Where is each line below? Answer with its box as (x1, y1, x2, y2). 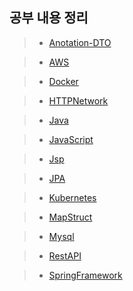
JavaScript (48, 133, 94, 145)
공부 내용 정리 (9, 9, 89, 27)
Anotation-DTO (48, 36, 112, 48)
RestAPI (48, 249, 82, 262)
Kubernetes (48, 191, 97, 203)
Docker (48, 75, 79, 87)
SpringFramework (48, 269, 123, 281)
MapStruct (48, 211, 93, 223)
